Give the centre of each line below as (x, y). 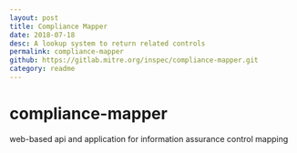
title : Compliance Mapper (58, 26)
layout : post (34, 18)
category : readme (42, 69)
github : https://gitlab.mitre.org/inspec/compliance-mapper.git (134, 60)
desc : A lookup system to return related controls (108, 43)
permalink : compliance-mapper (67, 52)
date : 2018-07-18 (42, 35)
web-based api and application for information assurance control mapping (149, 138)
